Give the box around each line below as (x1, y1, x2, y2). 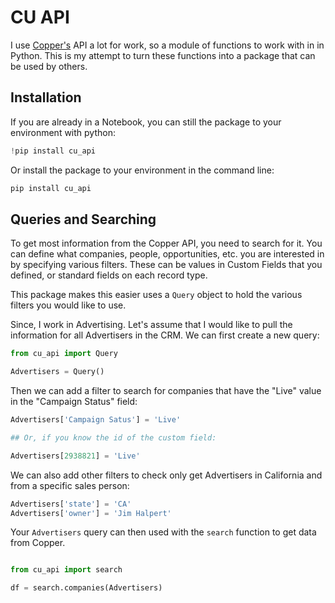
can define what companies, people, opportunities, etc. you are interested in (10, 248, 325, 260)
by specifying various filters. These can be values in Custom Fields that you (10, 259, 323, 271)
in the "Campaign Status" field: (10, 396, 138, 408)
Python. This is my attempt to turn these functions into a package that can (10, 49, 316, 61)
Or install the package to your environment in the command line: (10, 164, 275, 176)
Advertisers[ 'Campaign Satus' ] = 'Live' (10, 415, 182, 425)
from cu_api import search (10, 565, 123, 575)
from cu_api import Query (10, 349, 118, 359)
